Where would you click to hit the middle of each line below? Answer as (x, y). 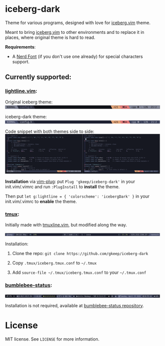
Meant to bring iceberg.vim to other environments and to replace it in (75, 32)
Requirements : (20, 47)
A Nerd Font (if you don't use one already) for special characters (78, 56)
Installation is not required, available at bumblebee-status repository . (74, 305)
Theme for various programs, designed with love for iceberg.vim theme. (78, 23)
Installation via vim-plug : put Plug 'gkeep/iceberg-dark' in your (70, 182)
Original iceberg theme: (29, 102)
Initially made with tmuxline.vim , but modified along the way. (66, 225)
